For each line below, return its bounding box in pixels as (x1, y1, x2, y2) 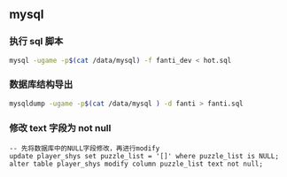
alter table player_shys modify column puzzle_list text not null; (9, 159, 264, 169)
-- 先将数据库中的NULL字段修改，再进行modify (9, 144, 160, 153)
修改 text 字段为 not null (9, 121, 112, 134)
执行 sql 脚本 (9, 35, 64, 48)
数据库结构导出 (9, 79, 74, 91)
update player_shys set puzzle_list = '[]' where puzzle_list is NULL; (9, 152, 279, 161)
